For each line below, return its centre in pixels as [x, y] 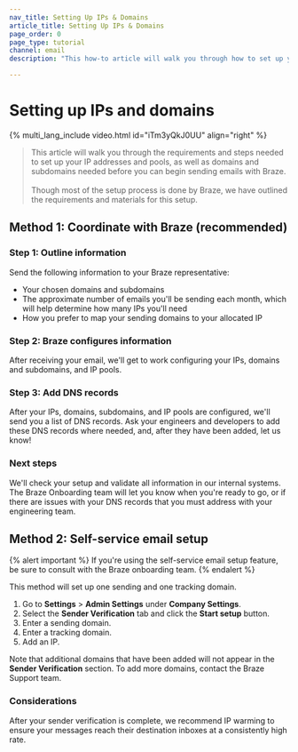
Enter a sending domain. [67, 623]
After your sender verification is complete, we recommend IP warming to [142, 720]
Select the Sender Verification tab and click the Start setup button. [146, 613]
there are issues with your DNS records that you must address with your [141, 501]
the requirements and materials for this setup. [114, 199]
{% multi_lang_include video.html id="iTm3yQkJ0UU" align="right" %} [138, 135]
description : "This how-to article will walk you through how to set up [146, 59]
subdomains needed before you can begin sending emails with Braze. [158, 171]
